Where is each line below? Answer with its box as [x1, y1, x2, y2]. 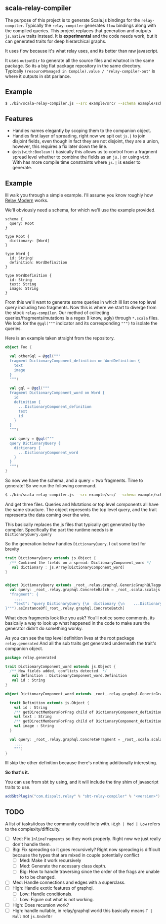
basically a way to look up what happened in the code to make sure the [5, 620, 150, 626]
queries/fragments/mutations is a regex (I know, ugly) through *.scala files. [5, 315, 159, 321]
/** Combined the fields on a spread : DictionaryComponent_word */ [9, 560, 152, 565]
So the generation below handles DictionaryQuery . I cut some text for [5, 540, 146, 546]
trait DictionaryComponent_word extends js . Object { [5, 664, 116, 669]
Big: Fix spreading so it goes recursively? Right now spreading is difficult [12, 847, 161, 853]
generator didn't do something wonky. [5, 625, 83, 631]
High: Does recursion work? [12, 902, 69, 908]
